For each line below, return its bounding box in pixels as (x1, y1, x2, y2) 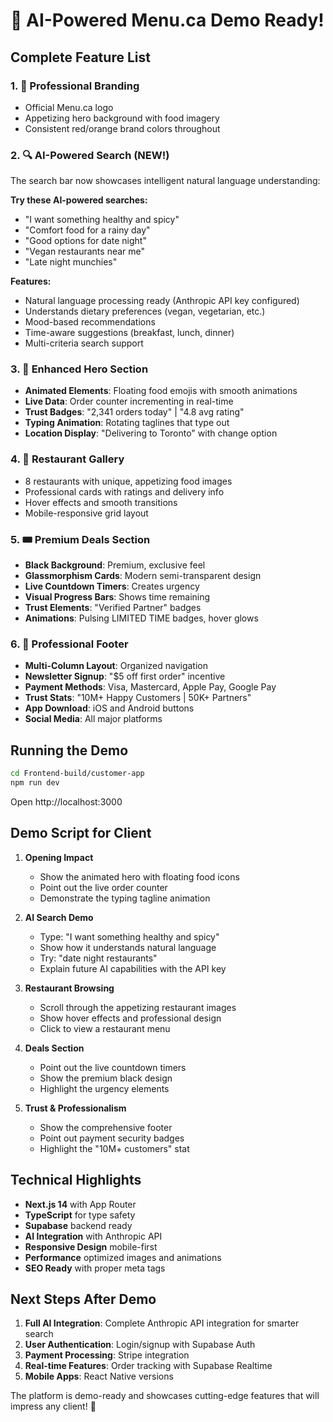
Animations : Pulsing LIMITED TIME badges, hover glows (24, 612, 259, 624)
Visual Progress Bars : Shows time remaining (24, 591, 211, 603)
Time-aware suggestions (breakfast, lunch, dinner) (24, 327, 235, 339)
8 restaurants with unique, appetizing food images (24, 475, 233, 487)
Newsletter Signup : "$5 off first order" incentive (24, 670, 226, 683)
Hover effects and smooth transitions (24, 496, 178, 508)
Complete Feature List (10, 49, 151, 66)
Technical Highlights (10, 1172, 142, 1189)
